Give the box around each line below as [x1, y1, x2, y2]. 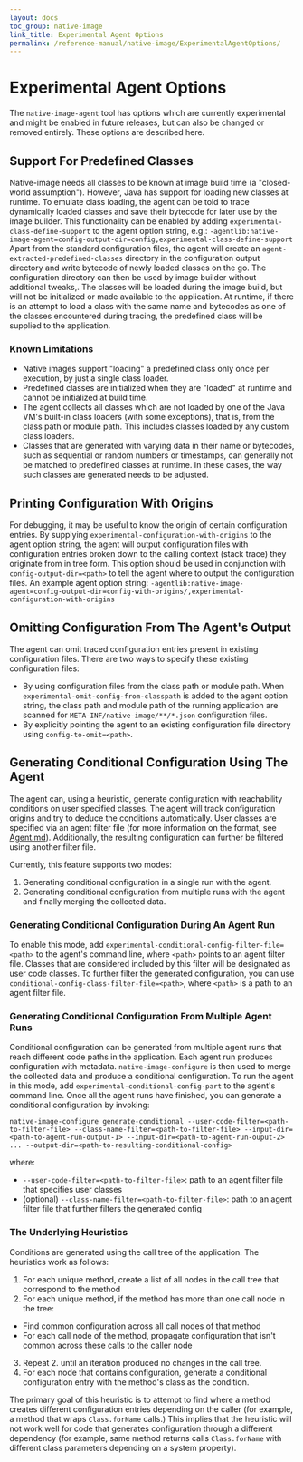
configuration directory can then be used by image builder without [9, 272, 257, 282]
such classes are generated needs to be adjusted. [22, 469, 210, 481]
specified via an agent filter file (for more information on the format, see [9, 822, 278, 833]
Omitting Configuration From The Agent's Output [9, 619, 291, 635]
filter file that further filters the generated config [22, 1204, 202, 1214]
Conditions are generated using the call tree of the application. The [9, 1246, 260, 1257]
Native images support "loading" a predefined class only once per [22, 364, 270, 375]
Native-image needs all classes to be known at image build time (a [9, 178, 257, 188]
